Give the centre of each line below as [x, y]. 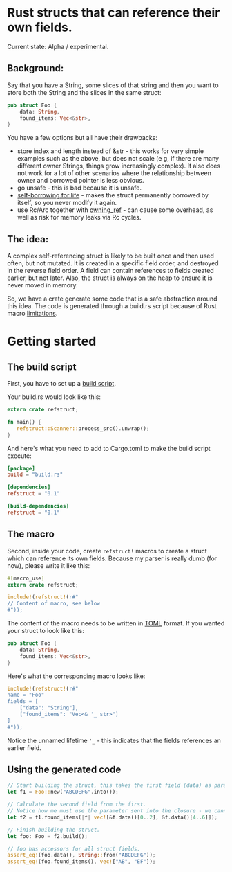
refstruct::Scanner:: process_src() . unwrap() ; [83, 428]
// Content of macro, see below [54, 604]
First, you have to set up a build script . [61, 384]
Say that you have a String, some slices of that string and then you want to [113, 85]
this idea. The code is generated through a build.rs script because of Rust [112, 306]
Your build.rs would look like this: [54, 397]
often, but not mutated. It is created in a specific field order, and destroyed [113, 263]
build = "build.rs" [35, 475]
